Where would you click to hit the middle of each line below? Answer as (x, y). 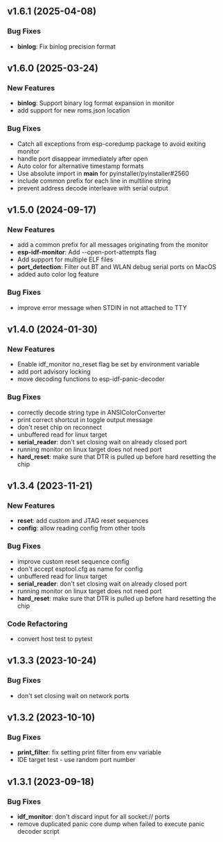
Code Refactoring (37, 624)
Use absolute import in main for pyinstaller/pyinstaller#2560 (103, 173)
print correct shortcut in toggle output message (85, 419)
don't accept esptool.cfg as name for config (80, 569)
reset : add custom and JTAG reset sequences (83, 521)
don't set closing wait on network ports (73, 695)
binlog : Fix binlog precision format (66, 46)
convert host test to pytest (55, 638)
